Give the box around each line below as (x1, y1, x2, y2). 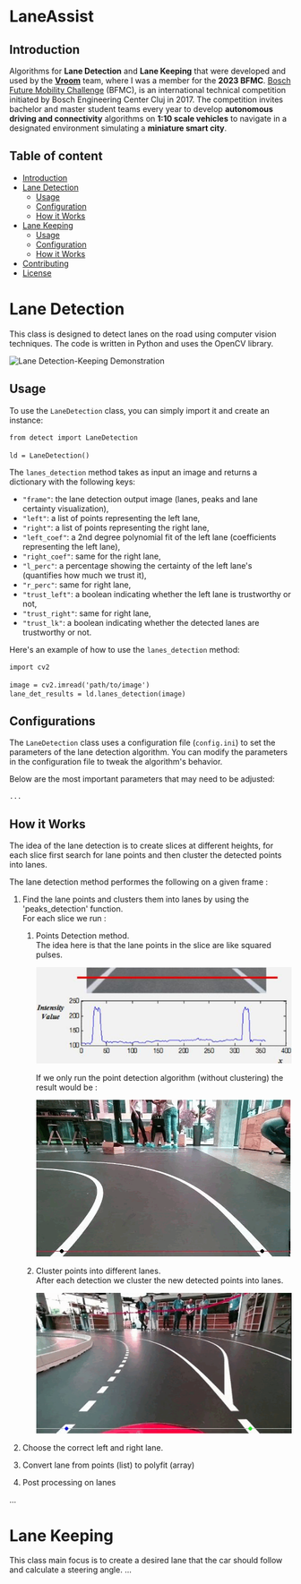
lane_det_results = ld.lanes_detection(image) (9, 689, 186, 698)
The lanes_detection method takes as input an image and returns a (9, 467, 258, 477)
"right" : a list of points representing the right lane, (21, 522, 210, 533)
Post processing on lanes (21, 1477, 116, 1487)
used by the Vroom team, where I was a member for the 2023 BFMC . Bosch (9, 75, 291, 86)
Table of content (9, 149, 103, 164)
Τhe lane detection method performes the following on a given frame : (9, 877, 269, 887)
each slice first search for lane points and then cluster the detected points (9, 850, 282, 860)
